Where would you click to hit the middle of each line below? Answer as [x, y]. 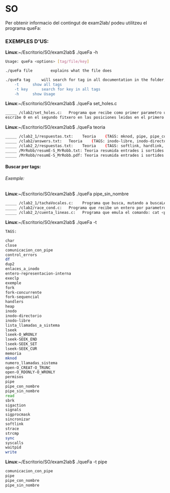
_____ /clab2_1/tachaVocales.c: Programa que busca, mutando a [77, 203]
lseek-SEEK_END [21, 339]
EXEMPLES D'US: [27, 41]
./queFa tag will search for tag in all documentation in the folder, [86, 80]
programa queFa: [23, 28]
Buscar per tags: [23, 167]
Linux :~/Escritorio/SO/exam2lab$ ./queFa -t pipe [56, 462]
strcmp [12, 433]
